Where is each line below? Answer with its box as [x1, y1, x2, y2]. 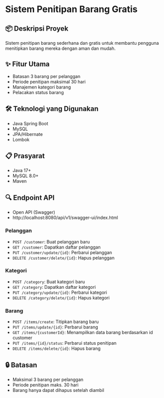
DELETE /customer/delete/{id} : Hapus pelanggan [12, 255, 115, 261]
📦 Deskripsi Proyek [5, 24, 69, 33]
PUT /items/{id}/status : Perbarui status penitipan [12, 340, 117, 346]
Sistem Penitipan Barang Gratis [5, 4, 138, 15]
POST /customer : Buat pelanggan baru [12, 238, 90, 245]
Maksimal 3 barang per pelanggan [12, 376, 84, 382]
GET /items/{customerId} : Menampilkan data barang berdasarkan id [12, 330, 153, 336]
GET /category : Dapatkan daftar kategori [12, 284, 96, 290]
